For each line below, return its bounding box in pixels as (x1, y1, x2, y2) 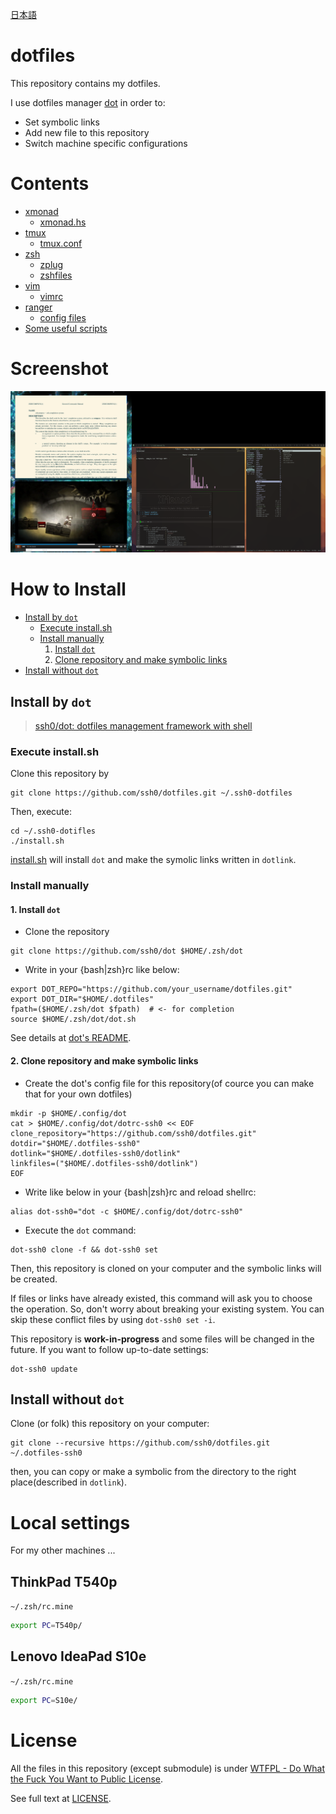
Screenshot (10, 358, 109, 380)
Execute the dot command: (24, 1224, 137, 1236)
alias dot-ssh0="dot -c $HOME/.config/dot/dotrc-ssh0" (10, 1206, 244, 1217)
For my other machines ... (10, 1544, 116, 1557)
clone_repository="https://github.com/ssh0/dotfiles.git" (10, 1128, 257, 1138)
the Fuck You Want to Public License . (10, 1773, 164, 1785)
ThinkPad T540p (10, 1573, 118, 1590)
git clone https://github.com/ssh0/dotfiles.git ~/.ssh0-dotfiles (10, 788, 293, 798)
